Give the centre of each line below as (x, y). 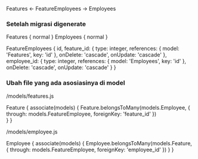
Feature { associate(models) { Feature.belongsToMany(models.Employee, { (98, 107)
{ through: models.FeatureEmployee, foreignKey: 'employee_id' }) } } (90, 149)
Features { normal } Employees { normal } (57, 37)
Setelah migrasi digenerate (46, 24)
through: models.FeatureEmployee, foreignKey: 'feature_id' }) (81, 114)
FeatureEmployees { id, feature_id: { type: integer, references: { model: (93, 49)
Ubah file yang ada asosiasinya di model (66, 83)
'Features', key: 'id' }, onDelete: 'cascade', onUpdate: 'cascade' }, (86, 55)
